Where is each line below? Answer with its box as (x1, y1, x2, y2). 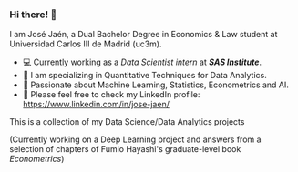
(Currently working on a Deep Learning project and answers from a (9, 134, 262, 145)
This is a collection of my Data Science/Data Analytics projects (9, 116, 245, 127)
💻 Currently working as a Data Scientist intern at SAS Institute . (22, 56, 262, 67)
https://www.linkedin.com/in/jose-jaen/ (22, 99, 170, 110)
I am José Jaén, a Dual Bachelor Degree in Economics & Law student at (9, 29, 278, 40)
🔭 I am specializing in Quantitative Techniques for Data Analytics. (22, 70, 267, 81)
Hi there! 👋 (9, 8, 57, 21)
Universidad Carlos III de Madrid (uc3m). (9, 38, 162, 49)
